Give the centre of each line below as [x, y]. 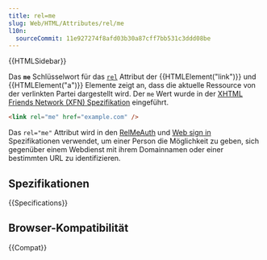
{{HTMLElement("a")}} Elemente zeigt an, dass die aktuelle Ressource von [132, 85]
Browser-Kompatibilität [69, 228]
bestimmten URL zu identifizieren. [65, 159]
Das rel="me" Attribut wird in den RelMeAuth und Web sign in [110, 133]
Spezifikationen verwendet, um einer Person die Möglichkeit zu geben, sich [134, 141]
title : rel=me [32, 16]
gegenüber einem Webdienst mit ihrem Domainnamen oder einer [116, 150]
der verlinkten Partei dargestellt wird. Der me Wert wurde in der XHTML [126, 94]
